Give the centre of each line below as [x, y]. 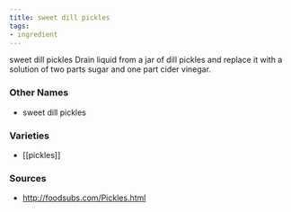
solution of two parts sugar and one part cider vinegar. [110, 69]
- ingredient [34, 34]
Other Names [39, 93]
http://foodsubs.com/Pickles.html [84, 198]
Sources [28, 178]
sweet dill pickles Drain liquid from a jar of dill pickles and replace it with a [146, 60]
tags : [19, 26]
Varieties [29, 136]
